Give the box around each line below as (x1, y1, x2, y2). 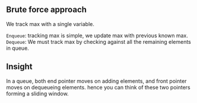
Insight (6, 62, 33, 72)
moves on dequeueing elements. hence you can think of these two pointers (6, 83, 191, 91)
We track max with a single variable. (6, 20, 95, 27)
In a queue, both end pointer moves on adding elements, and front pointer (6, 77, 187, 85)
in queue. (6, 44, 30, 51)
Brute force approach (6, 5, 87, 15)
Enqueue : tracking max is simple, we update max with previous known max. (6, 32, 189, 39)
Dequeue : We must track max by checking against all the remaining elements (6, 38, 192, 45)
